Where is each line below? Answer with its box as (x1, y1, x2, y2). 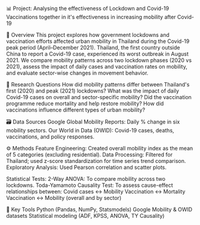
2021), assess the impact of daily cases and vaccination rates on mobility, (6, 63, 187, 70)
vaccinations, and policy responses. (6, 133, 94, 140)
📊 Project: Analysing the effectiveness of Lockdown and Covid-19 (6, 5, 169, 12)
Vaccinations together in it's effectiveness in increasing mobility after (6, 14, 176, 20)
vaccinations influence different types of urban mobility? (6, 106, 145, 113)
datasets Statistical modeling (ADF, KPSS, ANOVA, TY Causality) (6, 212, 165, 219)
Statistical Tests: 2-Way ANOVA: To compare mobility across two (6, 175, 166, 182)
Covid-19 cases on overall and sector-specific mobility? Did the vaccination (6, 94, 192, 100)
